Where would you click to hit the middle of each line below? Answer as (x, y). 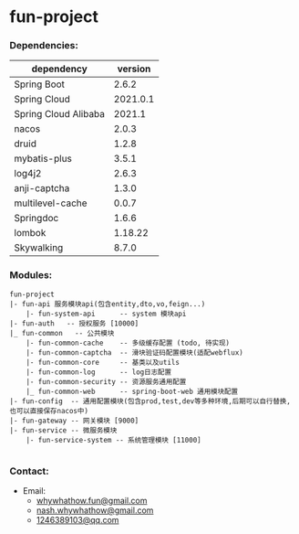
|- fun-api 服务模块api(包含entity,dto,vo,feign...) (108, 304)
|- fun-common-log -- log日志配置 (98, 372)
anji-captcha (42, 188)
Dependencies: (44, 46)
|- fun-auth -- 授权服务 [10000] (74, 323)
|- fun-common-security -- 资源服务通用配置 (106, 381)
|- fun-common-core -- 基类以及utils (103, 362)
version (134, 69)
